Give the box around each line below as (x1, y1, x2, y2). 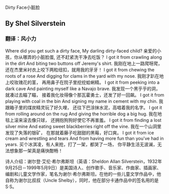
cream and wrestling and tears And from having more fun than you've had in (5, 135, 164, 141)
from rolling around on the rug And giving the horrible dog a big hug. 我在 (5, 110, 158, 117)
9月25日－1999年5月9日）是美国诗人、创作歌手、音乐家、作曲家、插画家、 (5, 164, 161, 170)
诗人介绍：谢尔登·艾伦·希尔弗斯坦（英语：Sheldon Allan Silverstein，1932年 (5, 158, 162, 164)
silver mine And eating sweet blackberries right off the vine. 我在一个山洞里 (5, 123, 161, 130)
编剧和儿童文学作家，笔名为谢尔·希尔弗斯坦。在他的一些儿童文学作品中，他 (5, 171, 161, 177)
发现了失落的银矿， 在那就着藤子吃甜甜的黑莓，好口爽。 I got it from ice (5, 130, 154, 136)
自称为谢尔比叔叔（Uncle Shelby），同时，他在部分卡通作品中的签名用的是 (5, 177, 159, 183)
